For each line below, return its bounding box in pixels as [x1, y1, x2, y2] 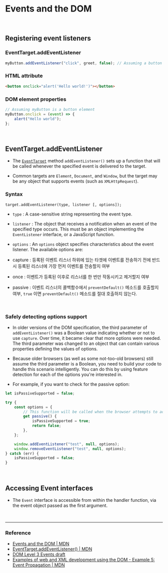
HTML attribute [5, 72, 43, 79]
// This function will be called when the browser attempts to [23, 409, 157, 414]
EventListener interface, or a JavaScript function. [12, 231, 115, 237]
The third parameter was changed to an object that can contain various [12, 340, 159, 346]
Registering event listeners [5, 34, 91, 43]
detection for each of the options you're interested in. [12, 371, 123, 377]
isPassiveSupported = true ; [31, 419, 91, 424]
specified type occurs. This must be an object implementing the [12, 226, 144, 232]
